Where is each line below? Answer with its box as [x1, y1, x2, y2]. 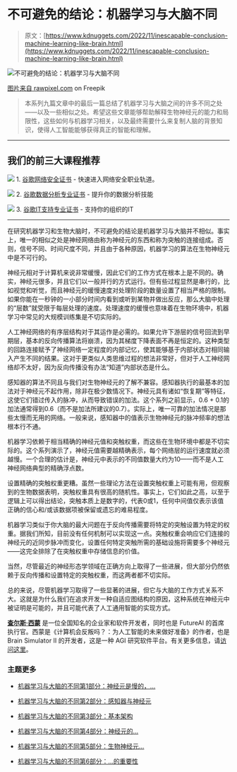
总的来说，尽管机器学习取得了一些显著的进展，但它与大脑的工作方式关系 [7, 585, 217, 594]
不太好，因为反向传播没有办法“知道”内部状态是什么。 [19, 362, 174, 371]
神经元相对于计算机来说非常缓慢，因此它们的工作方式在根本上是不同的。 [7, 268, 217, 277]
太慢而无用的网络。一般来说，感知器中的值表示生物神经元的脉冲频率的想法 [13, 413, 230, 422]
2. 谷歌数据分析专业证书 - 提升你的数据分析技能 [16, 190, 154, 198]
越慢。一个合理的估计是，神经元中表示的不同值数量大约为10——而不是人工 [7, 454, 224, 463]
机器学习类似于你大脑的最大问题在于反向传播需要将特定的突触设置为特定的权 [7, 520, 230, 529]
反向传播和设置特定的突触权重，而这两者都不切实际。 [19, 570, 174, 579]
